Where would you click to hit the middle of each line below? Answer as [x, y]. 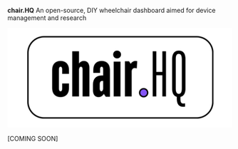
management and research [47, 18]
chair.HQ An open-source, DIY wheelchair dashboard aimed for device [112, 10]
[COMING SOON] [33, 139]
